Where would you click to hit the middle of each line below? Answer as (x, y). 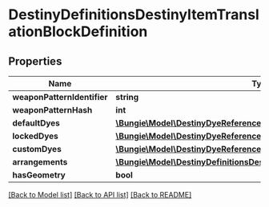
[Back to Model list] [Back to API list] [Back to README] (100, 195)
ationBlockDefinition (78, 32)
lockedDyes (35, 136)
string (127, 97)
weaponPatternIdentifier (60, 97)
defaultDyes (36, 123)
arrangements (40, 162)
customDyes (37, 149)
